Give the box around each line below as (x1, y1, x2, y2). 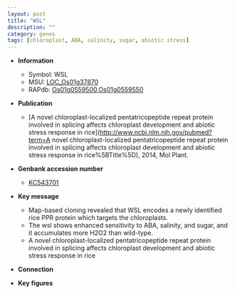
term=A (28, 136, 51, 145)
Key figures (17, 279, 53, 288)
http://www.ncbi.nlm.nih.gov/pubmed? (99, 128, 212, 137)
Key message (17, 192, 59, 201)
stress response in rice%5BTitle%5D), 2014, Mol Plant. (28, 151, 189, 159)
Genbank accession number (17, 164, 103, 173)
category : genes (7, 30, 56, 38)
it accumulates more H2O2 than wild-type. (28, 229, 153, 237)
